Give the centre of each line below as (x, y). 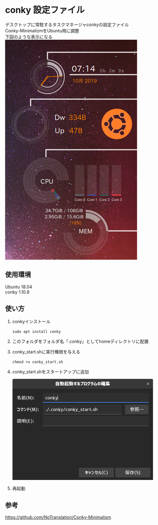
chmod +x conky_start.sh (38, 362)
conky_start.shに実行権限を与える (46, 351)
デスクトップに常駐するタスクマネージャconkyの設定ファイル (67, 25)
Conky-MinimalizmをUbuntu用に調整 (42, 30)
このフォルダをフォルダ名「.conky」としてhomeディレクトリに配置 (80, 341)
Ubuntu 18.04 (19, 287)
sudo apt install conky (37, 331)
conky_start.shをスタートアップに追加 (51, 372)
